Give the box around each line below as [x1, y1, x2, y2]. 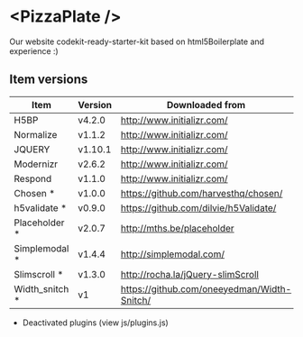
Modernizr [14, 158, 59, 170]
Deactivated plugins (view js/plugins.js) [22, 317, 169, 328]
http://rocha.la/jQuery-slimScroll [120, 268, 260, 280]
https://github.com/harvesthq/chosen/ [120, 187, 283, 199]
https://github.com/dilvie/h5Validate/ [120, 201, 277, 214]
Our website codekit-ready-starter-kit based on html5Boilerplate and [9, 36, 264, 47]
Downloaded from [166, 98, 246, 111]
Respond [14, 172, 52, 185]
